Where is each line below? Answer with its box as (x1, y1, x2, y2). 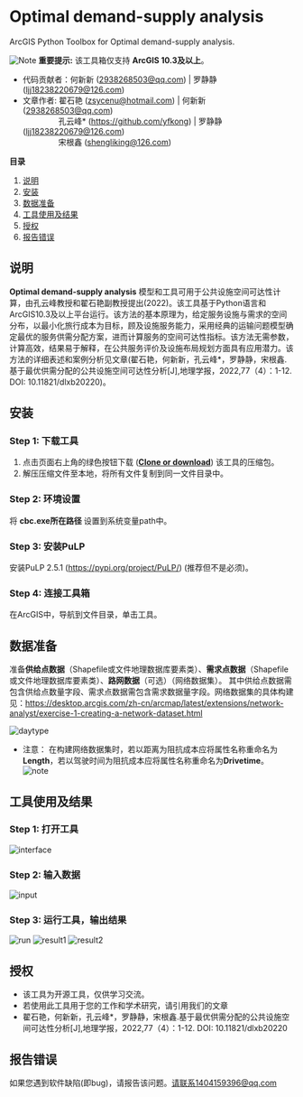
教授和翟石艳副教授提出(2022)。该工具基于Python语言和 (56, 297, 267, 308)
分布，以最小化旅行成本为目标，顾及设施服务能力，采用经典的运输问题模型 (9, 320, 286, 330)
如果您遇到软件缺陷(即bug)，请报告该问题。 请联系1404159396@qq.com (9, 1077, 278, 1089)
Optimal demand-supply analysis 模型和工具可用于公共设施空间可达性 (9, 286, 273, 297)
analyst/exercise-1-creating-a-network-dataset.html (9, 708, 203, 719)
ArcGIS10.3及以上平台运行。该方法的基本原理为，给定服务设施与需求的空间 (9, 309, 288, 320)
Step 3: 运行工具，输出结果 (9, 914, 127, 926)
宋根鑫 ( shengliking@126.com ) (58, 136, 172, 147)
